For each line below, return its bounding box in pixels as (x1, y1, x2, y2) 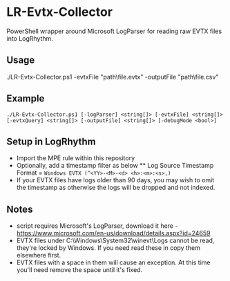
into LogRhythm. (6, 34, 53, 42)
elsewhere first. (16, 251, 61, 260)
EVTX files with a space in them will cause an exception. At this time (16, 258, 211, 267)
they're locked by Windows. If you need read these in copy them (16, 244, 201, 252)
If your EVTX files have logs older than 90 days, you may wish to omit (16, 176, 215, 184)
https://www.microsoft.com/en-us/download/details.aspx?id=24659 (16, 229, 211, 238)
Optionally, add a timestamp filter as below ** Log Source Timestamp (16, 162, 214, 170)
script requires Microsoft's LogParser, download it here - (16, 222, 178, 230)
